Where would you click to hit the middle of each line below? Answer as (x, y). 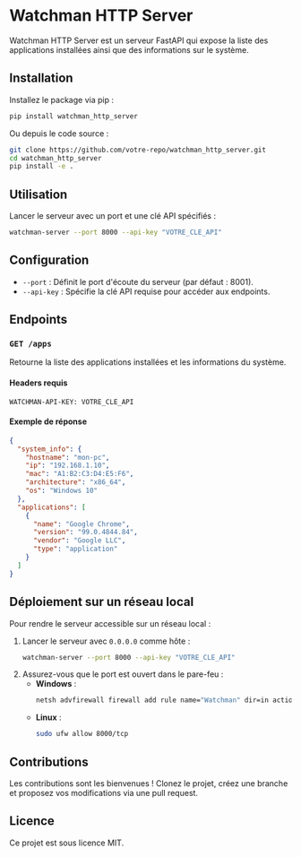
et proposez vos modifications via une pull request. (104, 792)
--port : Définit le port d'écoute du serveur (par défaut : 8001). (138, 281)
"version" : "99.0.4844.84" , (86, 532)
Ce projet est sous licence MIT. (67, 843)
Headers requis (39, 383)
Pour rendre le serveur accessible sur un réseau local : (110, 623)
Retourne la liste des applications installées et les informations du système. (148, 362)
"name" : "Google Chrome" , (81, 524)
